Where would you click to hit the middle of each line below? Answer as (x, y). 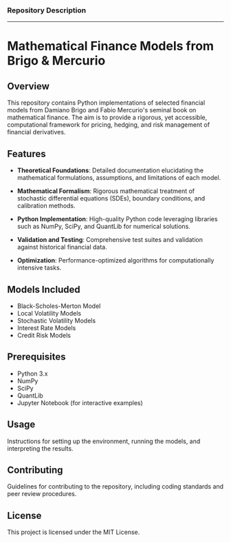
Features (26, 154)
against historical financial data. (62, 247)
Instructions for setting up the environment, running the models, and (104, 441)
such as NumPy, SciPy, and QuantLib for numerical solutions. (103, 227)
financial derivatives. (36, 132)
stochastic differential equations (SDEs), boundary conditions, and (111, 198)
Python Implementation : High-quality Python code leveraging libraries (117, 219)
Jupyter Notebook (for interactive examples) (80, 402)
